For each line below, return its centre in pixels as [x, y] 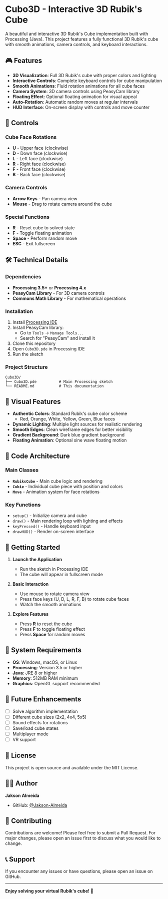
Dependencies [23, 277]
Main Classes [22, 470]
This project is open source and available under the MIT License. [72, 767]
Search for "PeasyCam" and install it [57, 338]
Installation [19, 311]
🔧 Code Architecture [37, 456]
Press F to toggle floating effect [52, 629]
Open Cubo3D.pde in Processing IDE [48, 349]
